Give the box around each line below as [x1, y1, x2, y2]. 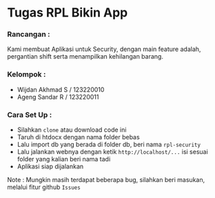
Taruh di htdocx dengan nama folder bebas [17, 133, 140, 141]
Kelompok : [7, 70, 46, 79]
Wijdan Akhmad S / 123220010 [17, 85, 105, 94]
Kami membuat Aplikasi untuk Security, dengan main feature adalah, [7, 45, 201, 53]
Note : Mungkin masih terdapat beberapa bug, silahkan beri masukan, [7, 176, 205, 184]
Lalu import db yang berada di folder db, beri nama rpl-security [17, 140, 201, 149]
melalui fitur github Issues [7, 183, 81, 191]
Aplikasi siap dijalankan [17, 162, 84, 170]
